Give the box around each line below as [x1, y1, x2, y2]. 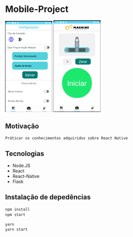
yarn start [5, 227, 28, 232]
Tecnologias [5, 149, 44, 158]
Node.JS [12, 162, 31, 168]
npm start [5, 212, 26, 217]
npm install [5, 206, 30, 212]
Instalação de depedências [5, 193, 91, 201]
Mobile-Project [5, 3, 69, 15]
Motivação [5, 121, 39, 130]
